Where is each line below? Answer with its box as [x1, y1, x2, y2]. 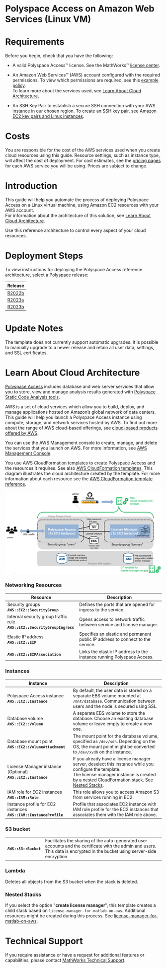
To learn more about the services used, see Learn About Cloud [12, 88, 142, 94]
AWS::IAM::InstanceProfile [7, 813, 63, 818]
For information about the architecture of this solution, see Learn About [5, 213, 151, 219]
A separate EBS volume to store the [73, 710, 146, 716]
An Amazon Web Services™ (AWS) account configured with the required [12, 72, 161, 78]
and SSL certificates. [5, 350, 48, 356]
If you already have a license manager [73, 755, 151, 761]
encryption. [45, 853, 69, 859]
